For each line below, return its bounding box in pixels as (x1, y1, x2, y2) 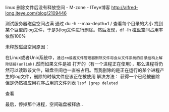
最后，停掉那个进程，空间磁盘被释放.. (5, 101, 83, 107)
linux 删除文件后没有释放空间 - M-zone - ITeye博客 (5, 5, 110, 10)
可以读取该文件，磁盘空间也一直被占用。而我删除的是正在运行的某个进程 (9, 67, 160, 73)
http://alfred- (111, 5, 139, 10)
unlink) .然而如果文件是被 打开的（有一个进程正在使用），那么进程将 (18, 61, 159, 67)
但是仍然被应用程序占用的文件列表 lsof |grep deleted (5, 80, 118, 86)
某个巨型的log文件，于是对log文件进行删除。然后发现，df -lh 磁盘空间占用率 (5, 27, 163, 33)
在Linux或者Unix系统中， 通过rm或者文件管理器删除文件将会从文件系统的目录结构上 (5, 54, 159, 61)
